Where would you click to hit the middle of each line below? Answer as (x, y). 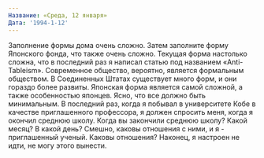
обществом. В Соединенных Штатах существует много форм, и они (123, 79)
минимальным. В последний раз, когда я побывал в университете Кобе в (132, 104)
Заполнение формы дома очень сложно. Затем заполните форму (118, 45)
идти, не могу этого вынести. (58, 145)
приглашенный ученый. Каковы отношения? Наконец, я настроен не (124, 137)
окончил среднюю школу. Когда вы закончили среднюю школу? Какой (128, 120)
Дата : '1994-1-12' (38, 23)
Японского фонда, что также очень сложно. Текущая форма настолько (128, 53)
